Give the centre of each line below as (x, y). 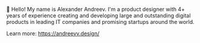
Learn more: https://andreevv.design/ (53, 33)
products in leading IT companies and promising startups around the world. (101, 22)
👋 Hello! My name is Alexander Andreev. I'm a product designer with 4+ (96, 9)
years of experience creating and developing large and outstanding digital (98, 16)
